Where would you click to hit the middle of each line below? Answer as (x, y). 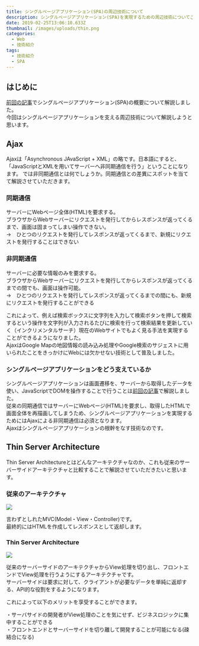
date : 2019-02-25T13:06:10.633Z (46, 23)
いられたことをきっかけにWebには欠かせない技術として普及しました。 (92, 352)
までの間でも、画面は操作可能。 (45, 288)
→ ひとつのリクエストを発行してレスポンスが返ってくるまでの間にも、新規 (99, 295)
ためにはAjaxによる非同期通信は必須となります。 (66, 421)
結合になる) (20, 637)
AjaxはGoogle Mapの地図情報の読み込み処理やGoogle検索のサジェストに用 (97, 345)
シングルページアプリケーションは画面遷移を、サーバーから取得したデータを (99, 384)
